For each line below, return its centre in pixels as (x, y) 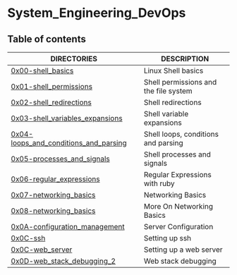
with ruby (159, 183)
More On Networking (178, 206)
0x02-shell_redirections (51, 102)
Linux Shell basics (174, 71)
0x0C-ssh (28, 238)
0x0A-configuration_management (68, 227)
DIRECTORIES (74, 59)
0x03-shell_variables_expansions (67, 118)
